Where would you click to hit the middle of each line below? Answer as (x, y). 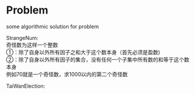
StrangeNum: (22, 38)
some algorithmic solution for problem (53, 26)
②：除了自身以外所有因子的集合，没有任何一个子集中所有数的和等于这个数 (98, 59)
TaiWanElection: (26, 86)
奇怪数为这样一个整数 (32, 45)
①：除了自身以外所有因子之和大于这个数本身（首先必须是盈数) (83, 52)
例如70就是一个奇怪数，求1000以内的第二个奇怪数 (67, 74)
